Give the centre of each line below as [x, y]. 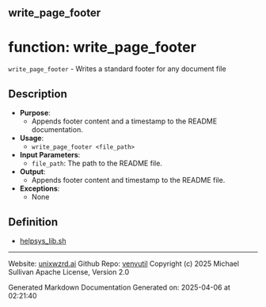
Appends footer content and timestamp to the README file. [128, 180]
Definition [33, 222]
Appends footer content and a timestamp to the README [124, 121]
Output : [32, 172]
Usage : [32, 138]
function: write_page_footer [102, 47]
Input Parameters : [50, 155]
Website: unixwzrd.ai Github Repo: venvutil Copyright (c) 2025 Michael [124, 263]
